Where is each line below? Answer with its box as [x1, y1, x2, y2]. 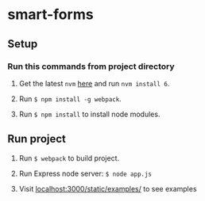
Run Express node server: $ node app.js [18, 169, 153, 178]
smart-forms [7, 6, 94, 24]
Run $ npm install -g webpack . [18, 93, 122, 104]
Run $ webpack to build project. [18, 153, 120, 163]
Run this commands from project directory [7, 61, 176, 72]
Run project [7, 132, 67, 146]
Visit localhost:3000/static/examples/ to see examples [18, 184, 197, 193]
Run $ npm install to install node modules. [18, 109, 161, 119]
